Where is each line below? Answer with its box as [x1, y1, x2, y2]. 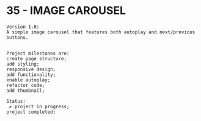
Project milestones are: [6, 50, 70, 57]
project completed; [6, 109, 56, 115]
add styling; [6, 61, 40, 67]
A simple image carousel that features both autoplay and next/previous [6, 29, 196, 35]
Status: [6, 98, 26, 104]
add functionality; [6, 71, 56, 78]
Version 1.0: [6, 24, 40, 30]
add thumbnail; [6, 88, 45, 94]
